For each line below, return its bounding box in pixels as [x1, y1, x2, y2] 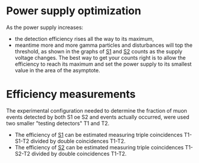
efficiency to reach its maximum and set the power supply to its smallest [14, 60, 192, 68]
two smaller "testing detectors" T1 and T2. [6, 120, 110, 127]
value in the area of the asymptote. [14, 66, 100, 73]
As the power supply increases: [6, 24, 84, 31]
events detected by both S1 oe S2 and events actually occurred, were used [6, 113, 189, 120]
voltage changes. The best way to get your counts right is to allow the [14, 54, 186, 61]
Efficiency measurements [6, 88, 136, 101]
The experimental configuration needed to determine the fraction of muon [6, 107, 187, 114]
